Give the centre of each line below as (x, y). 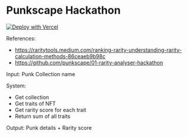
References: (21, 38)
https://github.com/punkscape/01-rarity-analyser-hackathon (89, 63)
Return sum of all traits (43, 116)
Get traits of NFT (35, 103)
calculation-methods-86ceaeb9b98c (60, 56)
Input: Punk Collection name (41, 74)
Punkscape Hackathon (63, 10)
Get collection (32, 97)
